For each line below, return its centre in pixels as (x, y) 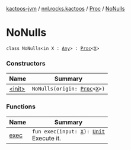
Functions (21, 107)
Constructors (26, 63)
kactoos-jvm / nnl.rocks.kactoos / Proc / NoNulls (65, 9)
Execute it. (46, 138)
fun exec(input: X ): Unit (68, 131)
